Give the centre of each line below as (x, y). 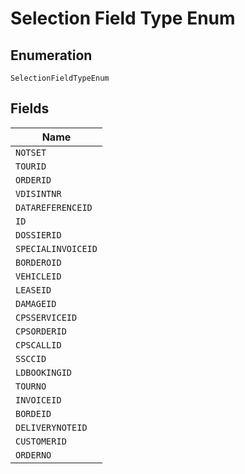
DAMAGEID (36, 303)
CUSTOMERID (41, 441)
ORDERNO (33, 455)
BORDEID (33, 413)
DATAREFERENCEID (54, 207)
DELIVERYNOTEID (51, 427)
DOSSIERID (38, 235)
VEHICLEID (38, 276)
